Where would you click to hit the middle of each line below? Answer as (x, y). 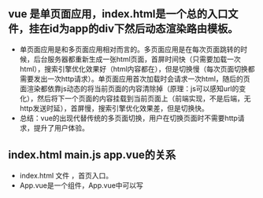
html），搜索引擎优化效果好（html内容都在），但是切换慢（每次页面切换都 (137, 68)
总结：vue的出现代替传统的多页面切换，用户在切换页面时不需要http (129, 118)
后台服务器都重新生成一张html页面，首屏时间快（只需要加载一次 (137, 59)
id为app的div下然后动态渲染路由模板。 (144, 29)
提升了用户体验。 (61, 127)
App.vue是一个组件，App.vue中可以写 (81, 185)
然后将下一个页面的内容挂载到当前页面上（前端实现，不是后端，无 (144, 98)
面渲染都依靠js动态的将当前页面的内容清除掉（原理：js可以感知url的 (129, 88)
